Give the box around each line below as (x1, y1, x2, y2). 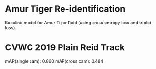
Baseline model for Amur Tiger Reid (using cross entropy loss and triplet (5, 20, 152, 25)
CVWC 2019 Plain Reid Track (5, 42, 125, 53)
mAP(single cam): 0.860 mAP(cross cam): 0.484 (5, 58, 104, 64)
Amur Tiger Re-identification (5, 3, 125, 15)
